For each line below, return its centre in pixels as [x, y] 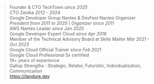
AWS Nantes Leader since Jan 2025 [47, 28]
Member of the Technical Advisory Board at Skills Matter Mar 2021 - [79, 39]
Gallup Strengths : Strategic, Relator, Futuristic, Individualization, [75, 65]
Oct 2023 [19, 44]
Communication [26, 71]
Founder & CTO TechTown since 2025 [48, 7]
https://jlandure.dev [30, 76]
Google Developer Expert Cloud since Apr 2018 [58, 34]
